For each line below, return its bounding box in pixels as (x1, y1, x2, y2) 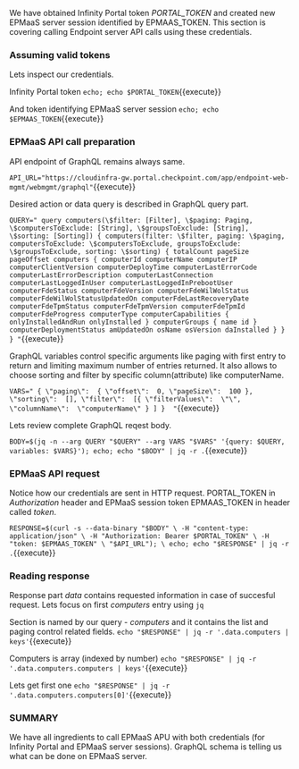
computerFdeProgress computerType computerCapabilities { (9, 309, 229, 318)
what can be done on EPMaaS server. (9, 751, 147, 762)
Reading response (9, 570, 90, 582)
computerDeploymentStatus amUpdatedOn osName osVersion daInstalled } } (9, 325, 286, 334)
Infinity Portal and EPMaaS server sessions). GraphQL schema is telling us (9, 741, 283, 752)
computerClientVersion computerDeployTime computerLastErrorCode (9, 263, 257, 272)
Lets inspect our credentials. (9, 69, 114, 80)
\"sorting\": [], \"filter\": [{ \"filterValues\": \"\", (9, 394, 242, 403)
